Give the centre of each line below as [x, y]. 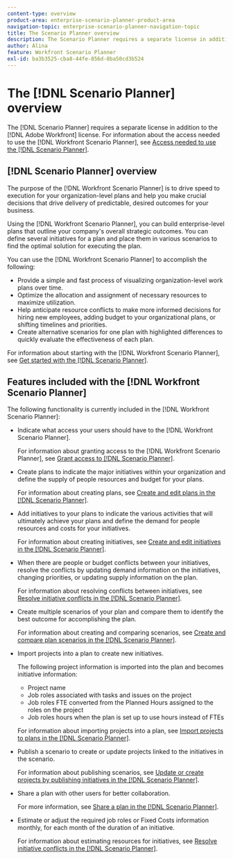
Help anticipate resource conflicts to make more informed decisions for [119, 309]
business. [21, 210]
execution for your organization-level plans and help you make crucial [107, 195]
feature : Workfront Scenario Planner [62, 53]
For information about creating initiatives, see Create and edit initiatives [119, 542]
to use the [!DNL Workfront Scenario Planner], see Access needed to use [112, 142]
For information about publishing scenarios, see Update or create [111, 773]
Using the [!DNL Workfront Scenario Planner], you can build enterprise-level [116, 224]
